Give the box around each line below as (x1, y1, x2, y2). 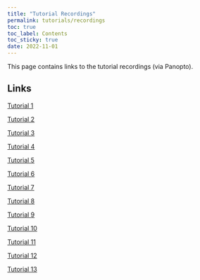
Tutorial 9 (7, 210, 35, 219)
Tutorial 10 (7, 224, 37, 232)
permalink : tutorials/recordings (7, 17, 106, 24)
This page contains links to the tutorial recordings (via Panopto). (7, 63, 194, 70)
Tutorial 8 (7, 196, 35, 205)
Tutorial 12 (7, 251, 37, 260)
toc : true (7, 23, 37, 30)
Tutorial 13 (7, 265, 37, 273)
